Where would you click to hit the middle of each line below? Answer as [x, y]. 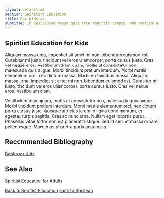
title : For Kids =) [25, 19]
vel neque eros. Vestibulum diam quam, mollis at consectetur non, [71, 65]
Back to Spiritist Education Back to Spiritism [49, 190]
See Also [19, 169]
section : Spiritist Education [36, 14]
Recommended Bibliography [49, 142]
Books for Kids [20, 154]
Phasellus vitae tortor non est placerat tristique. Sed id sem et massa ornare [81, 121]
